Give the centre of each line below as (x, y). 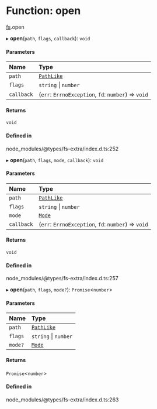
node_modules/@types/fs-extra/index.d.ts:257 (62, 279)
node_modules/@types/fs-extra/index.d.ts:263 (62, 400)
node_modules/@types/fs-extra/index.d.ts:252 (62, 149)
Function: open (43, 11)
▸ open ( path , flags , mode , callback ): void (55, 160)
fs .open (15, 27)
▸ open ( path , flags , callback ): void (48, 38)
